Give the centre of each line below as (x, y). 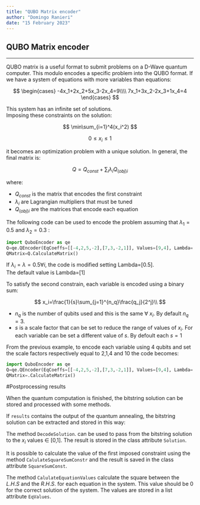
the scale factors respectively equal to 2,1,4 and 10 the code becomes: (93, 353)
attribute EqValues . (29, 497)
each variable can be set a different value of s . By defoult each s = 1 (99, 335)
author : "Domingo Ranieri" (40, 17)
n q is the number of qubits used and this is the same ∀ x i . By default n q (101, 314)
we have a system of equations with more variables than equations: (89, 80)
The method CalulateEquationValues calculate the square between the (93, 478)
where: (15, 182)
